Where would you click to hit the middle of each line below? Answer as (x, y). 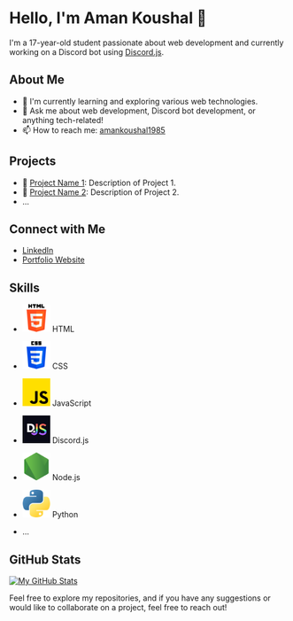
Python (65, 515)
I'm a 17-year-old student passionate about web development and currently (146, 43)
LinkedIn (38, 251)
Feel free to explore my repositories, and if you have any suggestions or (140, 598)
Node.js (66, 477)
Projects (33, 162)
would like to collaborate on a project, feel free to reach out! (118, 607)
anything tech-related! (62, 120)
